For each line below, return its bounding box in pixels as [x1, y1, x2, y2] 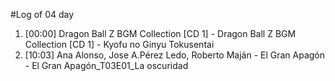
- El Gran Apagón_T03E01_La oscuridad [24, 60, 189, 71]
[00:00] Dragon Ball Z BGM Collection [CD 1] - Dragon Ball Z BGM [24, 28, 297, 39]
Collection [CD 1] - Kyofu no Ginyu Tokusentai [24, 39, 215, 50]
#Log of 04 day [10, 9, 75, 20]
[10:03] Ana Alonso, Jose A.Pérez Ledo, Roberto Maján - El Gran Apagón [24, 49, 326, 61]
